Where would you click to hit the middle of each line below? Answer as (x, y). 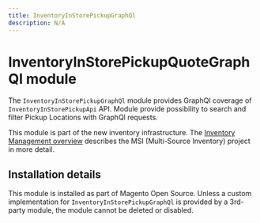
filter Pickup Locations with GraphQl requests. (83, 117)
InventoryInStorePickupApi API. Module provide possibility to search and (127, 109)
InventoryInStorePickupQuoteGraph (129, 62)
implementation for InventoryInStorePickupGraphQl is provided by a (118, 202)
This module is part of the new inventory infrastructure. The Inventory (122, 133)
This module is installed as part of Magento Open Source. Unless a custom (130, 194)
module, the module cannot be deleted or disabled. (110, 210)
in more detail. (32, 149)
